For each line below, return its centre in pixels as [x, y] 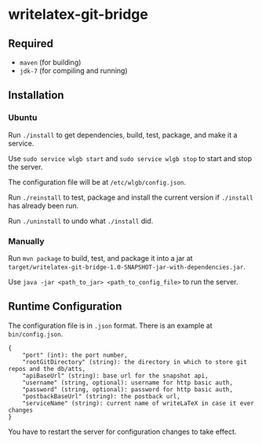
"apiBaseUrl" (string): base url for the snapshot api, [116, 376]
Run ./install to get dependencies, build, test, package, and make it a [123, 134]
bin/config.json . [36, 334]
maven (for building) [50, 62]
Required [31, 44]
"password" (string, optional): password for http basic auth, [128, 389]
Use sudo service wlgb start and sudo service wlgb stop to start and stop [130, 158]
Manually [26, 241]
